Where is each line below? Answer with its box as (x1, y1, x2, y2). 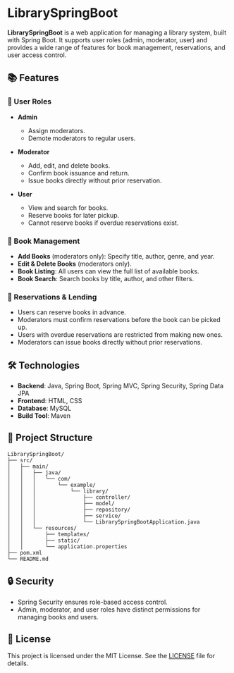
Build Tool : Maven (17, 412, 71, 420)
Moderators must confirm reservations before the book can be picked (17, 316, 221, 324)
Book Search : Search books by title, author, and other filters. (17, 274, 195, 283)
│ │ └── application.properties (7, 543, 128, 550)
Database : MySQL (17, 404, 72, 413)
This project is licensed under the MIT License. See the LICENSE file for (7, 652, 216, 660)
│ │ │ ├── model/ (7, 500, 115, 507)
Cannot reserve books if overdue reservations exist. (27, 218, 179, 227)
